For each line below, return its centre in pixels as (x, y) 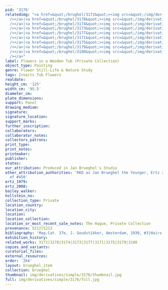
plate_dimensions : (24, 98)
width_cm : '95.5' (23, 89)
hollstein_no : (20, 195)
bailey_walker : (21, 191)
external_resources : (27, 256)
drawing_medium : (22, 107)
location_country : (24, 205)
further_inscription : (28, 126)
